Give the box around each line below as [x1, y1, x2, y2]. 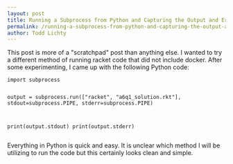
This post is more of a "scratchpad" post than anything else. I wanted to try [7, 48, 223, 57]
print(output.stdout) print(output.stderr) [7, 123, 135, 130]
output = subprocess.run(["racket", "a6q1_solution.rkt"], [7, 94, 182, 101]
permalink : [7, 23, 39, 30]
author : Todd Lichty [7, 29, 67, 37]
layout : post [7, 10, 45, 17]
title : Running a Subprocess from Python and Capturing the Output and [7, 17, 218, 24]
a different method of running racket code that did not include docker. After [7, 56, 223, 64]
